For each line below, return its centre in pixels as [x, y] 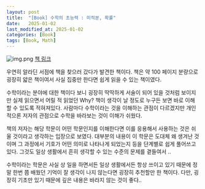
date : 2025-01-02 [31, 23]
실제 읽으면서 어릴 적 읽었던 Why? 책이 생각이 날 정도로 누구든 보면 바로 [98, 100]
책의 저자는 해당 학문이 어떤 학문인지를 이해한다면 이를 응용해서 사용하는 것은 [98, 129]
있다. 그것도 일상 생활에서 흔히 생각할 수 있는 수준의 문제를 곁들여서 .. [89, 152]
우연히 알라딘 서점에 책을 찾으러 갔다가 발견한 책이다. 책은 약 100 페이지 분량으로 [102, 72]
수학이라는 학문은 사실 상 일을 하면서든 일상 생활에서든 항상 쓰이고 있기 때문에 [99, 164]
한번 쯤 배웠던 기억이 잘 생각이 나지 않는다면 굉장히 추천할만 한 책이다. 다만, [102, 172]
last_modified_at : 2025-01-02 [45, 29]
